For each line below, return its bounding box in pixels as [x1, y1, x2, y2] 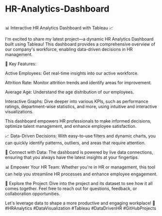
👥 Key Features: [5, 61, 37, 66]
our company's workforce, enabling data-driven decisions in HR [5, 46, 133, 52]
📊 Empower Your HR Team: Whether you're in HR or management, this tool [5, 164, 156, 170]
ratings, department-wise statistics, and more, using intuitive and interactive [5, 103, 157, 109]
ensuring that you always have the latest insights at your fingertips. [5, 154, 139, 160]
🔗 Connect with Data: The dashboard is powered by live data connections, [5, 149, 154, 155]
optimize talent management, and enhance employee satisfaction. [5, 123, 137, 129]
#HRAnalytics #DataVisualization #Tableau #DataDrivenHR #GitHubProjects [5, 205, 157, 211]
